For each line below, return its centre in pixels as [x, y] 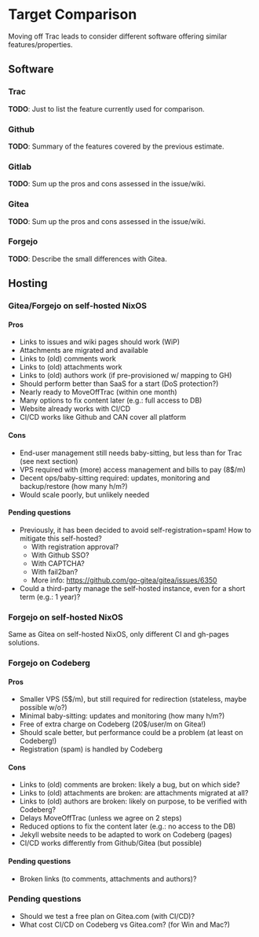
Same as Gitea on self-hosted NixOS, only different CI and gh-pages [119, 634]
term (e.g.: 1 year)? [50, 597]
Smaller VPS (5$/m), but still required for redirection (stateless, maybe [133, 699]
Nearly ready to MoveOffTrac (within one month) [98, 392]
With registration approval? [75, 546]
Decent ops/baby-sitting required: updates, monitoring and [115, 478]
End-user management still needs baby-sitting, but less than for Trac [131, 453]
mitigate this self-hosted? [60, 538]
